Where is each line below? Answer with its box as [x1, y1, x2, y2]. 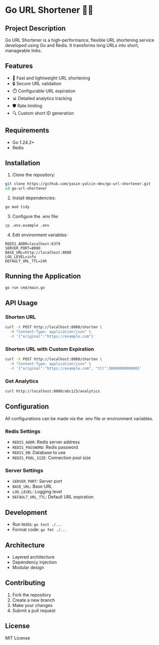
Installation [5, 159, 40, 167]
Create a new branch [12, 597, 55, 603]
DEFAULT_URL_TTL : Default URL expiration [12, 494, 94, 500]
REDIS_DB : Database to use [12, 450, 66, 456]
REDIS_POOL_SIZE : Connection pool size [12, 455, 91, 461]
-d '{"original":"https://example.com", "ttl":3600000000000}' [9, 366, 142, 371]
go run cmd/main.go [5, 285, 45, 290]
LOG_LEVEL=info [5, 254, 36, 259]
